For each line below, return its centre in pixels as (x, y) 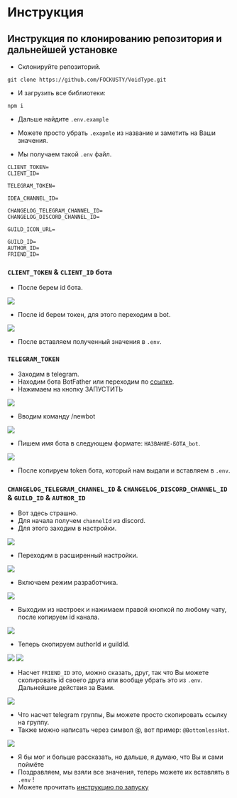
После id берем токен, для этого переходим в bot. (94, 315)
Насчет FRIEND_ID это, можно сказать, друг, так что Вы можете (113, 672)
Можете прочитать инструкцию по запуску (83, 787)
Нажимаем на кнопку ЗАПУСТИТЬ (70, 389)
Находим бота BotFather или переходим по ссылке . (96, 382)
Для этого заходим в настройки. (67, 528)
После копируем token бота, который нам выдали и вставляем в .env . (124, 470)
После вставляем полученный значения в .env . (89, 342)
